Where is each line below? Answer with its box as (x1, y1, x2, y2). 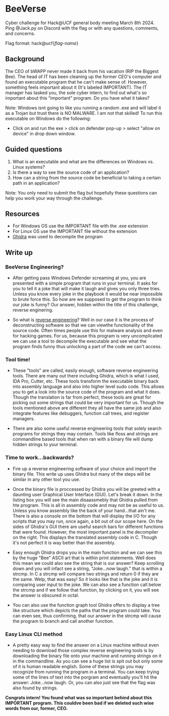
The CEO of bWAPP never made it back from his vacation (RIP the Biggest (5, 68, 159, 74)
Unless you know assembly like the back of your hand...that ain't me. (12, 507, 156, 513)
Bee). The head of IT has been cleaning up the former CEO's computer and (5, 74, 161, 80)
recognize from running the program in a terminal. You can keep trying (12, 669, 159, 675)
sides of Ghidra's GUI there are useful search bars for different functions (12, 524, 164, 530)
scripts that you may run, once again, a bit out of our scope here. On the (12, 518, 163, 524)
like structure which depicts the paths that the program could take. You (12, 607, 160, 613)
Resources (5, 210, 40, 218)
